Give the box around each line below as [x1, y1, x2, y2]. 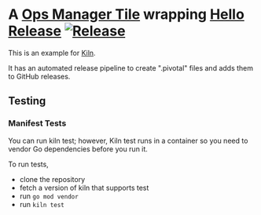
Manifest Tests [8, 118, 67, 129]
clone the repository [19, 174, 86, 184]
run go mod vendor [19, 191, 79, 201]
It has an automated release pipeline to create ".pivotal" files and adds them [8, 63, 254, 72]
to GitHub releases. [8, 71, 71, 81]
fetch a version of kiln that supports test [19, 183, 149, 192]
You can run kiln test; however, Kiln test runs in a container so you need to [8, 136, 248, 145]
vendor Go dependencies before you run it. [8, 144, 148, 154]
